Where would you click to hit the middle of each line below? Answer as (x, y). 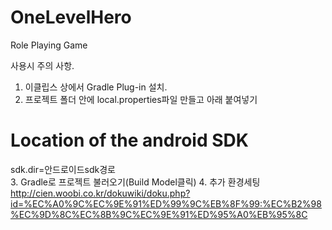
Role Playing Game (49, 45)
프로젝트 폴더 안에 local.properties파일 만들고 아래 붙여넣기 (141, 99)
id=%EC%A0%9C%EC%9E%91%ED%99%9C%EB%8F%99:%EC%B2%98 (166, 203)
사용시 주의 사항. (42, 65)
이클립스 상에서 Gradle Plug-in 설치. (96, 87)
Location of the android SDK (129, 140)
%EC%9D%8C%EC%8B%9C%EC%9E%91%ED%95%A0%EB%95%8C (159, 214)
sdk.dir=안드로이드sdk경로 (63, 169)
